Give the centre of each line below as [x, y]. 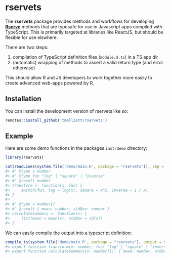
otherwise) [24, 68]
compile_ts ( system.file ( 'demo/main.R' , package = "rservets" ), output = [83, 242]
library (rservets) [25, 158]
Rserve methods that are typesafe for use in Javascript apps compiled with [84, 26]
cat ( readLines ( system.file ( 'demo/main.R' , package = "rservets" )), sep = [85, 167]
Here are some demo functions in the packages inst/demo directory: [76, 148]
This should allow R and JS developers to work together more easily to [79, 77]
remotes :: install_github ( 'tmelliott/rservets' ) [56, 120]
